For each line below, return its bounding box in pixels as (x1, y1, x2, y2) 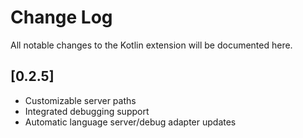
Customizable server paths (24, 94, 137, 106)
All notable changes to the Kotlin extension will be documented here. (10, 39, 293, 51)
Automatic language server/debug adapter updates (24, 116, 237, 128)
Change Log (10, 6, 113, 29)
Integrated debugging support (24, 105, 150, 117)
